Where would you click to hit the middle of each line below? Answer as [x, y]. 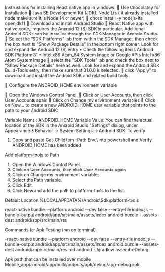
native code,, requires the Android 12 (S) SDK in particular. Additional [75, 29]
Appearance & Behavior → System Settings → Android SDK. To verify [75, 130]
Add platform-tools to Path [32, 155]
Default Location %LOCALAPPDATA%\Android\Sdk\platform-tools [72, 200]
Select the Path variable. [37, 180]
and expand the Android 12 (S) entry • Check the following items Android [79, 50]
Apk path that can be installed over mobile [48, 259]
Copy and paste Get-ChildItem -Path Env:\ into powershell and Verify [82, 140]
